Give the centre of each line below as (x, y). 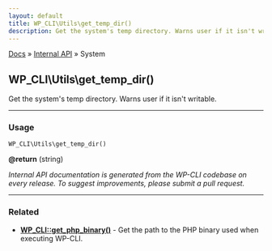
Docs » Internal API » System (57, 54)
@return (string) (36, 160)
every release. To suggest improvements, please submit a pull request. (127, 184)
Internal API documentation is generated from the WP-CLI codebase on (127, 175)
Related (24, 212)
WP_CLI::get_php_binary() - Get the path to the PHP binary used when (139, 230)
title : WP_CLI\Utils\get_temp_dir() (70, 23)
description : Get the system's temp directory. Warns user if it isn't (132, 31)
